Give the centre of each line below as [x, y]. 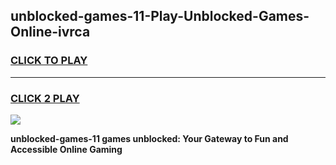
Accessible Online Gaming [66, 149]
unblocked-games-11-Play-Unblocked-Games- [160, 16]
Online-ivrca [50, 32]
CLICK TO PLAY [49, 61]
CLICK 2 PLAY [45, 98]
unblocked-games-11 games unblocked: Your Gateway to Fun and [149, 138]
